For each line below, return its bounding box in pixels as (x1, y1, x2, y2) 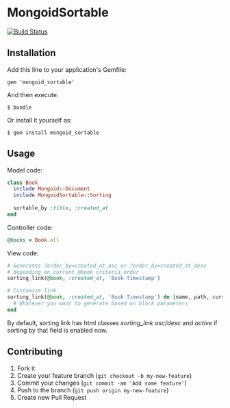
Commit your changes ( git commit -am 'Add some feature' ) (16, 379, 187, 387)
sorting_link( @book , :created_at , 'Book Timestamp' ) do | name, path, (7, 294, 210, 301)
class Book (7, 179, 38, 186)
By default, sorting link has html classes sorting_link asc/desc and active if (7, 318, 218, 327)
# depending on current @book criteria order (7, 268, 139, 275)
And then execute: (7, 90, 59, 99)
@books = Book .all (7, 236, 60, 244)
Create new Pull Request (16, 393, 87, 401)
